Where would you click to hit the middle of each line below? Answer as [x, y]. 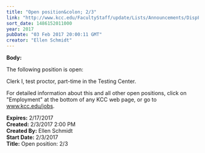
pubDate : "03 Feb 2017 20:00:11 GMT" [54, 35]
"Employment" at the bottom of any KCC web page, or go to [81, 99]
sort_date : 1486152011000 [39, 23]
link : [13, 18]
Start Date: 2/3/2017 [32, 137]
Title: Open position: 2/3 [37, 144]
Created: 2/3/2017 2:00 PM [41, 124]
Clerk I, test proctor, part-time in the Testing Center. [71, 81]
